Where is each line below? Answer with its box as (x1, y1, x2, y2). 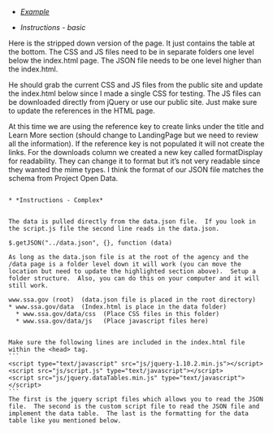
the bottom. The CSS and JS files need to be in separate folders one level (8, 47, 254, 56)
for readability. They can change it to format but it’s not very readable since (8, 156, 261, 166)
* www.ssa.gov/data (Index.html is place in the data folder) (8, 303, 227, 311)
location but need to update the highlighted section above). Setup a (8, 267, 256, 275)
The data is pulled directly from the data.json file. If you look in (8, 218, 256, 226)
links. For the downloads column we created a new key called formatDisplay (8, 148, 263, 157)
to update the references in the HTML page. (8, 106, 156, 115)
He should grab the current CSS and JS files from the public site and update (8, 80, 263, 89)
